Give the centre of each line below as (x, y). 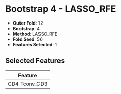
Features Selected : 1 (35, 44)
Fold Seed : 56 (27, 39)
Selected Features (35, 61)
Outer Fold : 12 (28, 23)
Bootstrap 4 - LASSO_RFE (61, 9)
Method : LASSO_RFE (35, 34)
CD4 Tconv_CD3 (28, 84)
